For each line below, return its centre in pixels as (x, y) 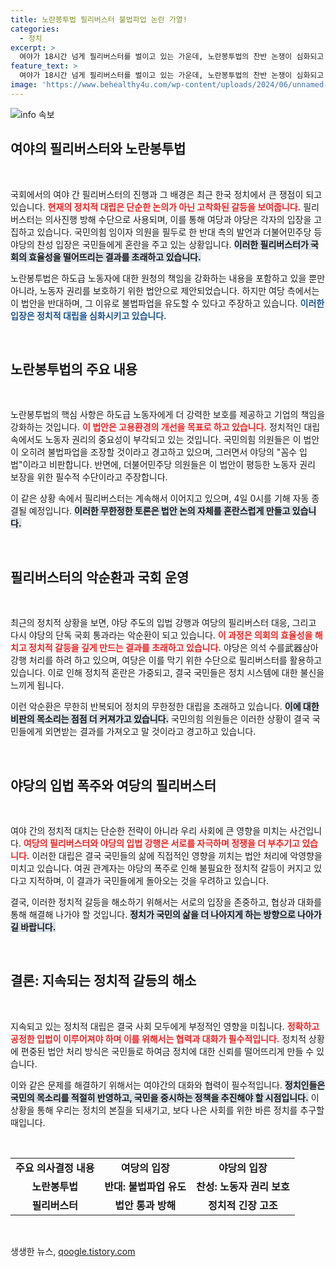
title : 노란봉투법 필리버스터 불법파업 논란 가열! (99, 19)
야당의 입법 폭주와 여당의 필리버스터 (113, 785)
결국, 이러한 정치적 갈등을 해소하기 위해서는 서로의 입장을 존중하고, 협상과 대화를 (166, 902)
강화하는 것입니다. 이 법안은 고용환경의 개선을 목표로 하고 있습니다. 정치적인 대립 (165, 427)
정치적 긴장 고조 (243, 1205)
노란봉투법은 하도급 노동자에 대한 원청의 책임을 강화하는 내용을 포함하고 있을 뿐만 (168, 278)
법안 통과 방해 (145, 1205)
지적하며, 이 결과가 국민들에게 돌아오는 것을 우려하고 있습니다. (149, 880)
